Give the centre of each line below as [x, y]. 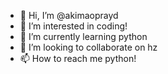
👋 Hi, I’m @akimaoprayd [69, 15]
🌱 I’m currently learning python [83, 36]
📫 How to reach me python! [78, 58]
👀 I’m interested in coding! [73, 26]
